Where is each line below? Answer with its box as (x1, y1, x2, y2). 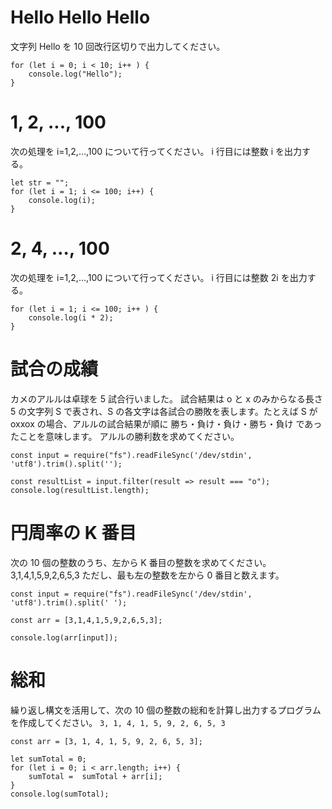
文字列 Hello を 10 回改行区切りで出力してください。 (10, 40, 226, 52)
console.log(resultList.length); (10, 485, 150, 495)
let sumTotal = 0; (10, 754, 87, 764)
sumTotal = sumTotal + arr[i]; (28, 771, 163, 781)
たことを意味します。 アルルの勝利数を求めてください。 (10, 430, 240, 442)
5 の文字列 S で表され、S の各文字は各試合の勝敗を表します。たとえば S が (10, 405, 318, 417)
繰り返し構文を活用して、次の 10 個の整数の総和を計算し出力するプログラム (10, 704, 322, 716)
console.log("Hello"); (28, 69, 123, 79)
